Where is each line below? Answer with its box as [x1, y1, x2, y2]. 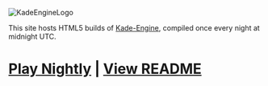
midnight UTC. [8, 32, 57, 41]
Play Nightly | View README [8, 60, 202, 78]
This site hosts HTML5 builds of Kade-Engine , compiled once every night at [8, 23, 260, 32]
